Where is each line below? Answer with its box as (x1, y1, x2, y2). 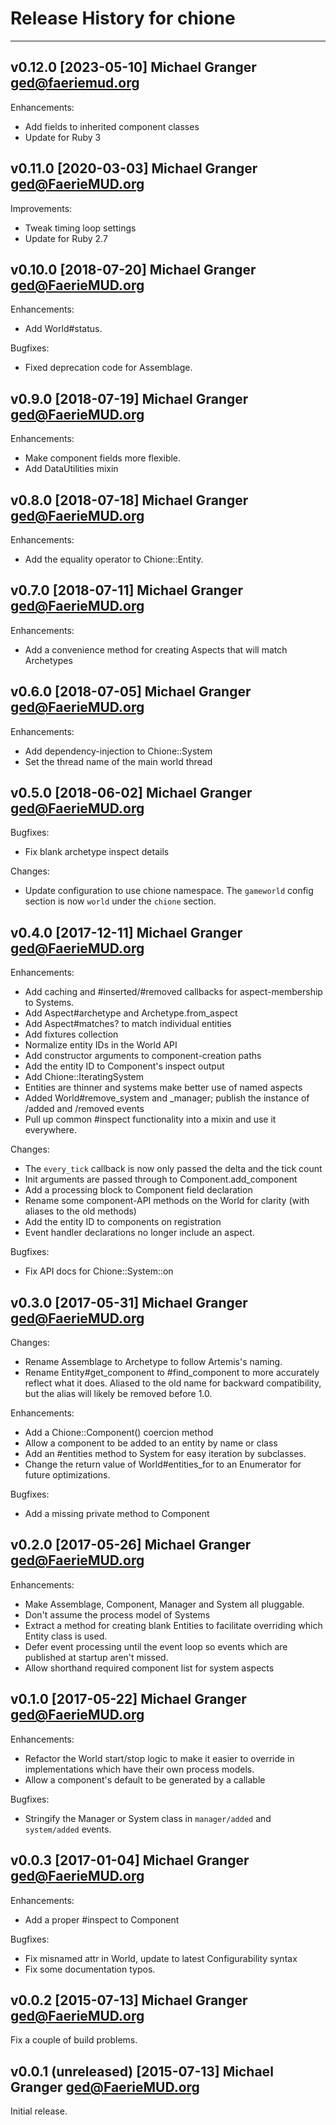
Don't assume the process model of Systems (24, 1608, 211, 1621)
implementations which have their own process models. (24, 1763, 255, 1775)
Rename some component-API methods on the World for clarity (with (24, 1195, 310, 1207)
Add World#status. (24, 323, 103, 335)
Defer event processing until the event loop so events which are (24, 1640, 288, 1652)
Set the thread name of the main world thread (24, 755, 213, 767)
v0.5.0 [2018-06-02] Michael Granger (10, 785, 253, 802)
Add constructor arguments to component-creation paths (24, 1050, 262, 1062)
